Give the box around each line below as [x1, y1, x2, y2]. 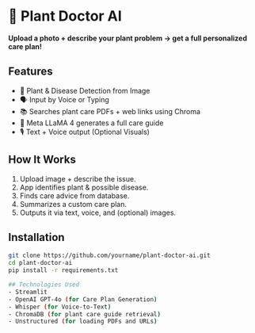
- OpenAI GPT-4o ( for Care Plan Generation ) [8, 295, 158, 304]
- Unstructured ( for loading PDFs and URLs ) [8, 317, 158, 326]
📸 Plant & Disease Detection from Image [19, 86, 150, 95]
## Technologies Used [8, 281, 80, 289]
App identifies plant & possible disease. [19, 182, 149, 192]
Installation [8, 230, 65, 244]
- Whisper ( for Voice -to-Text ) [8, 303, 112, 311]
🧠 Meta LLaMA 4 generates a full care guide [19, 118, 164, 128]
